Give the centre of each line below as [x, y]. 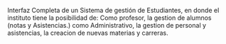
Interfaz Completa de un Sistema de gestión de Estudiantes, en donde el [113, 10]
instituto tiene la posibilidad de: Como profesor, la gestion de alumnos [109, 18]
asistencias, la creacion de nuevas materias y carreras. [88, 33]
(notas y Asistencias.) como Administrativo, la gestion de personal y [107, 25]
